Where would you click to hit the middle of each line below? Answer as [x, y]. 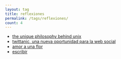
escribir [20, 52]
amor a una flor [27, 47]
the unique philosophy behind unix [47, 36]
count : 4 [14, 23]
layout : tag [17, 9]
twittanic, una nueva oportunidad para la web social [64, 42]
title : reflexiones [25, 14]
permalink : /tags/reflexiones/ [37, 18]
